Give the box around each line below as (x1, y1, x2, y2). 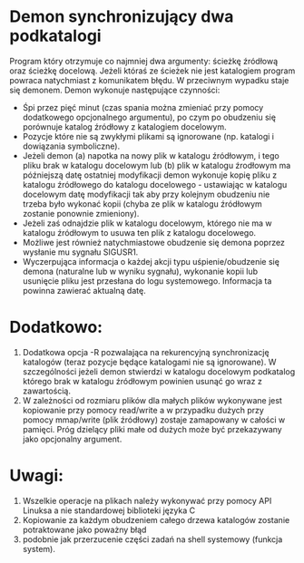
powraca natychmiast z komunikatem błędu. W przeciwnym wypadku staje (9, 74, 289, 85)
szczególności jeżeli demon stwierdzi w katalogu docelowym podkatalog (22, 365, 296, 377)
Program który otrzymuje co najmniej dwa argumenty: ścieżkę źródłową (9, 55, 279, 66)
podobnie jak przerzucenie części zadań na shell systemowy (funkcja (22, 533, 283, 545)
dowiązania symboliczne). (22, 141, 121, 151)
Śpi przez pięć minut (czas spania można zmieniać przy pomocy (22, 102, 264, 112)
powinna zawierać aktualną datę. (22, 285, 147, 296)
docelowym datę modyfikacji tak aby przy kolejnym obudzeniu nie (22, 189, 270, 199)
